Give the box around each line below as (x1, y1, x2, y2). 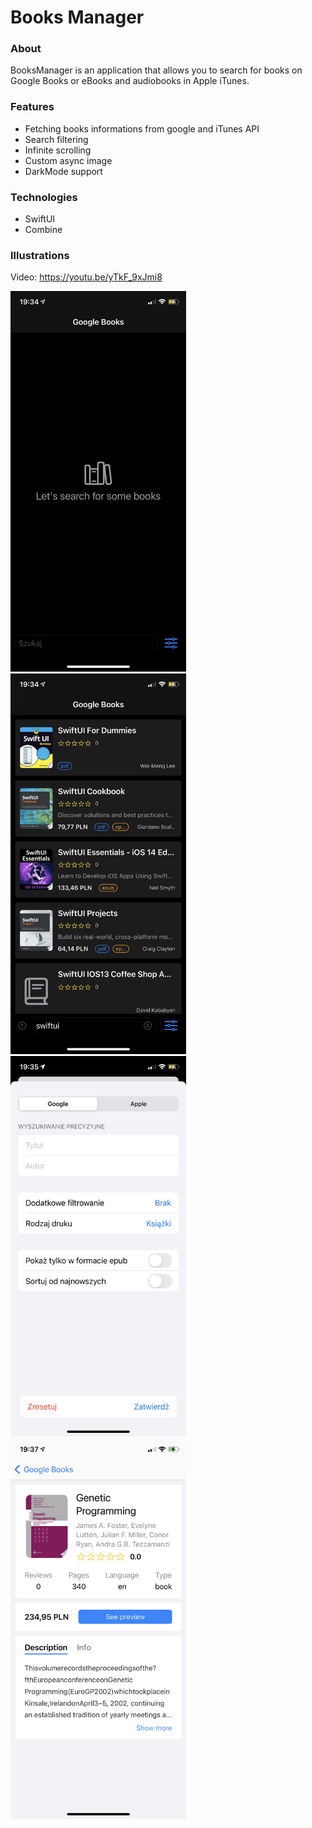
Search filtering (24, 133, 89, 145)
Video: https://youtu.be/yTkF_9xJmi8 (10, 271, 163, 283)
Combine (24, 224, 63, 236)
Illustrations (10, 249, 70, 262)
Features (10, 100, 55, 114)
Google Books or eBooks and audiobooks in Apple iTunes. (10, 75, 250, 87)
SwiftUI (24, 213, 56, 225)
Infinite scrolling (24, 144, 92, 156)
